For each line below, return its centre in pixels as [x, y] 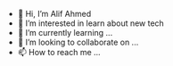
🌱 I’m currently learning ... [65, 33]
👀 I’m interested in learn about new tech [91, 23]
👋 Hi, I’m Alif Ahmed [54, 14]
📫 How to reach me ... [59, 52]
